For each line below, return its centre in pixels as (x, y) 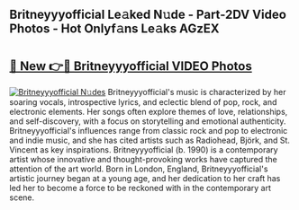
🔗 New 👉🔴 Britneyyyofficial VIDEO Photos (131, 66)
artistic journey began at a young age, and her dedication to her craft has (145, 178)
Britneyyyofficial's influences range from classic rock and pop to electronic (149, 131)
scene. (22, 197)
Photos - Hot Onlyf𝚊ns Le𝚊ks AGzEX (114, 29)
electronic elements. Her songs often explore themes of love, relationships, (149, 112)
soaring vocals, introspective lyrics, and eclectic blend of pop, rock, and (143, 102)
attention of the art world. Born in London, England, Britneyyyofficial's (139, 169)
